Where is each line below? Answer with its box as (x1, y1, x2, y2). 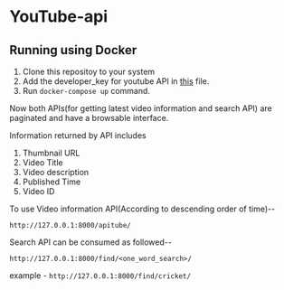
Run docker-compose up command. (22, 86, 151, 96)
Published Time (22, 176, 81, 187)
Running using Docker (9, 42, 137, 58)
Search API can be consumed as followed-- (9, 237, 172, 248)
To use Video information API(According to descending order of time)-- (9, 203, 276, 214)
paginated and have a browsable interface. (9, 113, 169, 123)
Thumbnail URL (22, 147, 80, 158)
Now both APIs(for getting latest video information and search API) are (9, 103, 273, 114)
